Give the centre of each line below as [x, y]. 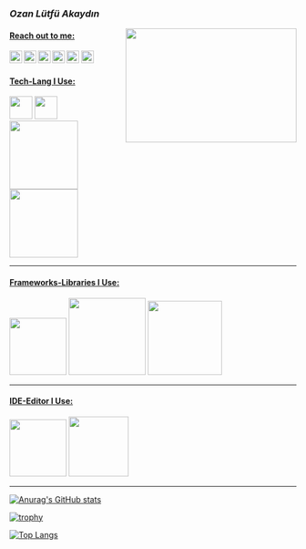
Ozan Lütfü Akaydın [55, 14]
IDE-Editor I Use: [41, 401]
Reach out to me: [42, 36]
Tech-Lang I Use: [42, 81]
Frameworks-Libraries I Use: [65, 282]
